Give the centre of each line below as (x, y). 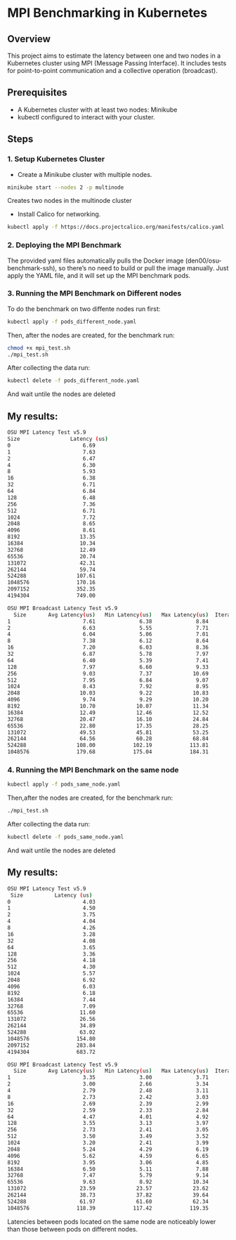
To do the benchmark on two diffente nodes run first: (84, 309)
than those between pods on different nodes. (73, 1229)
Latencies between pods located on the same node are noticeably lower (112, 1221)
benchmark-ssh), (32, 268)
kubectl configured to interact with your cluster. (86, 117)
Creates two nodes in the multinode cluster (70, 201)
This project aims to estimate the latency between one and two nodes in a (114, 55)
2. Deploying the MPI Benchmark (64, 245)
